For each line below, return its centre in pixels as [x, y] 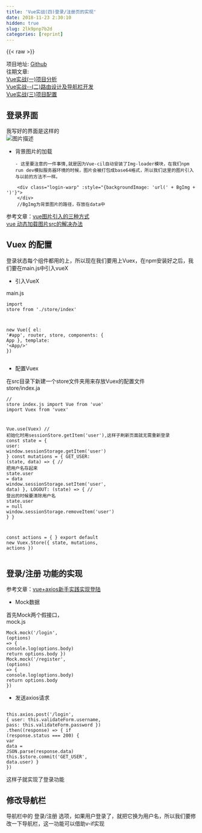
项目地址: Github [27, 64]
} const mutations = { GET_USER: [48, 457]
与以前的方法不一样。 [37, 177]
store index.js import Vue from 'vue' [55, 404]
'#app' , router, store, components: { [55, 335]
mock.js [16, 622]
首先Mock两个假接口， [34, 615]
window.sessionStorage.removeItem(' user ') [60, 512]
